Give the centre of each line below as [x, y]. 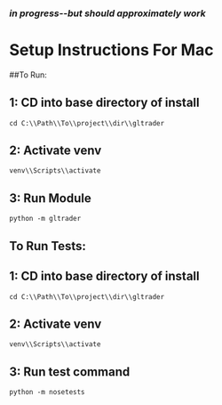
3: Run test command [70, 372]
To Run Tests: [48, 246]
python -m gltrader [45, 219]
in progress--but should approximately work [107, 13]
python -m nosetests [48, 393]
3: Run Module [50, 198]
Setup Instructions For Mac [111, 50]
